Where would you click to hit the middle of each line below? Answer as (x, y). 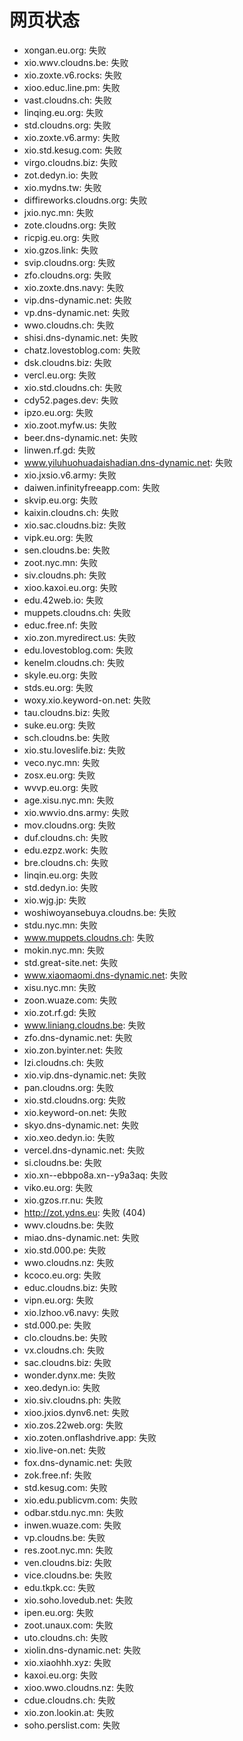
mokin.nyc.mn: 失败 (64, 950)
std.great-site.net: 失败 (71, 962)
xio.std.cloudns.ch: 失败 (73, 387)
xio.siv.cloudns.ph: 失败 (72, 1400)
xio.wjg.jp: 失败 (55, 900)
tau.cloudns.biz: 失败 (67, 712)
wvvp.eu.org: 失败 (61, 787)
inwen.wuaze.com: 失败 (72, 1525)
